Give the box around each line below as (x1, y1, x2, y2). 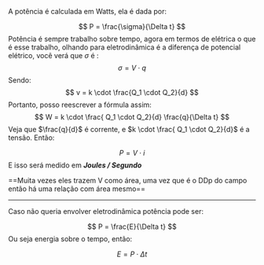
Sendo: (8, 75, 31, 85)
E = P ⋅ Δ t (116, 249, 148, 259)
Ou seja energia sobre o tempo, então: (8, 234, 133, 243)
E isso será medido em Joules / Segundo (8, 160, 142, 170)
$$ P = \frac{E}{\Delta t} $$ (87, 222, 177, 231)
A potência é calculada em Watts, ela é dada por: (8, 7, 167, 16)
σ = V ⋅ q (117, 63, 147, 72)
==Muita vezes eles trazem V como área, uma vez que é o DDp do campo (8, 176, 247, 185)
